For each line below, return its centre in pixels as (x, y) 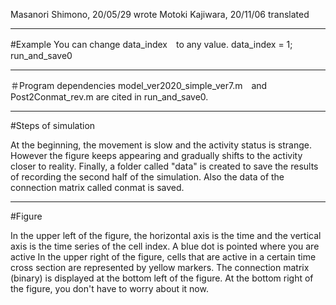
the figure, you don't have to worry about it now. (109, 288)
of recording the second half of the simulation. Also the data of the (147, 177)
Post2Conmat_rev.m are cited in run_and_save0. (109, 97)
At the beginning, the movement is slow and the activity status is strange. (161, 145)
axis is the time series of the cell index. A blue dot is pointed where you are (165, 246)
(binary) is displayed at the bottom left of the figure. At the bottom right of (162, 278)
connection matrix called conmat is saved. (97, 187)
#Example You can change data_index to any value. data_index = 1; (151, 44)
